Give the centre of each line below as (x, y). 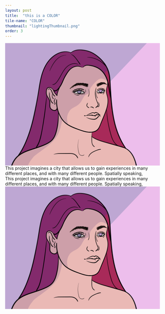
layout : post (18, 10)
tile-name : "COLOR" (25, 21)
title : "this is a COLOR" (33, 15)
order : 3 (14, 31)
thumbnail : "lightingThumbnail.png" (42, 26)
